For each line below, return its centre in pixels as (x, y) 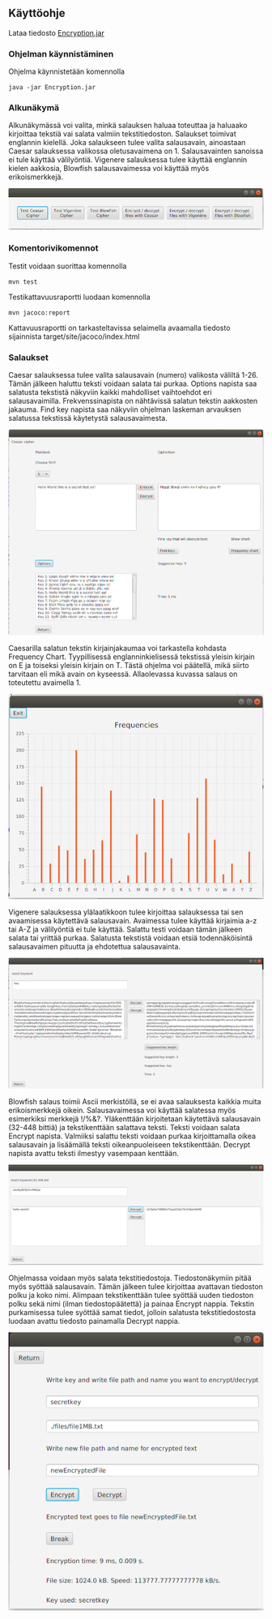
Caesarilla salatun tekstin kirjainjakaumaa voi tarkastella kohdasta (117, 649)
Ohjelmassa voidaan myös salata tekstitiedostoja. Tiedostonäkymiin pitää (130, 1278)
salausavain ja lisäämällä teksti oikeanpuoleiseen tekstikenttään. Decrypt (130, 1144)
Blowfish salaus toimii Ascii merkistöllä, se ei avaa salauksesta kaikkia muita (135, 1101)
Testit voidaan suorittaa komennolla (68, 266)
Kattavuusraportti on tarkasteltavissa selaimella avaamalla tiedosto (119, 328)
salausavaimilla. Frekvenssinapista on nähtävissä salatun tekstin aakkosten (133, 401)
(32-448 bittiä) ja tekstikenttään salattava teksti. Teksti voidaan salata (124, 1127)
